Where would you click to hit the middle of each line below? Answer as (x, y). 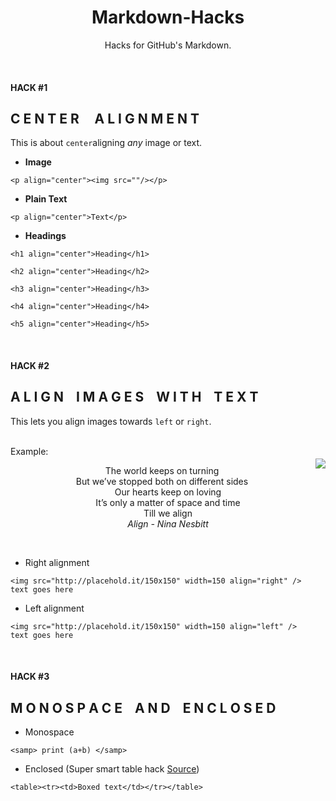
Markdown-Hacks (168, 17)
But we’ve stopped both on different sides (162, 481)
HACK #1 (29, 87)
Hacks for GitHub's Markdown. (168, 45)
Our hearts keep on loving (168, 492)
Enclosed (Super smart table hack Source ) (112, 769)
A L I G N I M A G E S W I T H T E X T (134, 397)
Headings (45, 236)
